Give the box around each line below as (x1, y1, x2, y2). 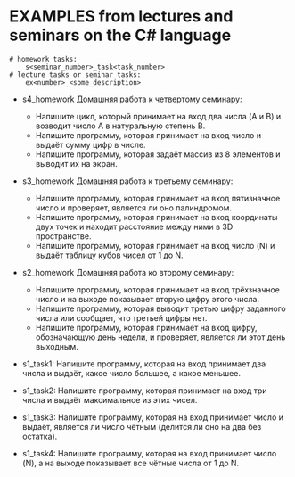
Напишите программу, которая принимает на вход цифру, (35, 322, 258, 333)
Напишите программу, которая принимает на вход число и (35, 129, 261, 140)
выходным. (35, 341, 78, 351)
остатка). (21, 431, 58, 441)
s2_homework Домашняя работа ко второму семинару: (21, 267, 234, 277)
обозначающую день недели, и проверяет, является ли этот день (35, 332, 286, 342)
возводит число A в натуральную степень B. (35, 120, 206, 131)
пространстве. (35, 230, 92, 242)
